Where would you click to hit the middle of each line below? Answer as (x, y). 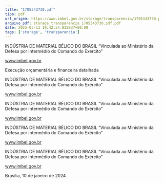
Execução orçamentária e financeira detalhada (52, 70)
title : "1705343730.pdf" (30, 9)
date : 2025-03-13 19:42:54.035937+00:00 (47, 28)
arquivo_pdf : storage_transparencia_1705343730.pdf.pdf (63, 23)
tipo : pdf (15, 14)
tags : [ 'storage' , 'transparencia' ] (42, 32)
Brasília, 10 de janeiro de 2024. (36, 175)
